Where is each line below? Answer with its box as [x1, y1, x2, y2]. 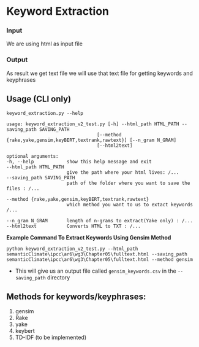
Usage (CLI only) [6, 94, 72, 104]
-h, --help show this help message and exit [6, 158, 152, 165]
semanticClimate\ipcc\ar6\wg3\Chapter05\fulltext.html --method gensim [6, 256, 193, 262]
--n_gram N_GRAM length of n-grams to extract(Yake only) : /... [6, 217, 193, 224]
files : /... [6, 185, 40, 192]
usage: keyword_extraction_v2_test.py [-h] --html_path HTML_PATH [6, 121, 179, 127]
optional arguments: [6, 153, 59, 159]
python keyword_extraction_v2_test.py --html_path [6, 246, 138, 252]
